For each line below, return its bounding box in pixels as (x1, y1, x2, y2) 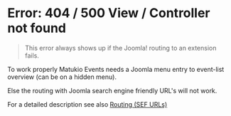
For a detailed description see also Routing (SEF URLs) (7, 100, 168, 108)
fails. (24, 51, 39, 60)
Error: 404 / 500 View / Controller (7, 5, 211, 21)
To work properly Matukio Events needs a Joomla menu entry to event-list (7, 65, 225, 73)
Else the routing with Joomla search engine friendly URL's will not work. (7, 86, 217, 95)
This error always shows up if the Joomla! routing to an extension (24, 43, 217, 52)
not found (7, 20, 66, 36)
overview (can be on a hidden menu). (7, 73, 117, 81)
